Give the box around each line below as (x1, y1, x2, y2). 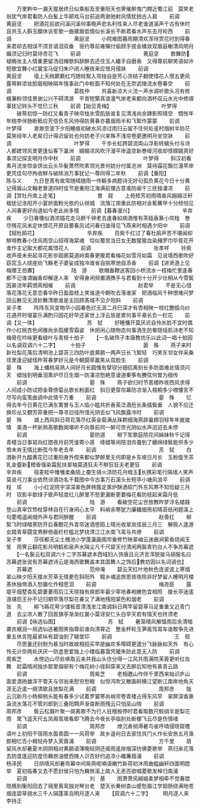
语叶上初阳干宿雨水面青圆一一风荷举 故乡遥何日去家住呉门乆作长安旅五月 (6, 730, 189, 737)
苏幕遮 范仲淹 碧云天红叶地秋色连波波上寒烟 (16, 566, 190, 573)
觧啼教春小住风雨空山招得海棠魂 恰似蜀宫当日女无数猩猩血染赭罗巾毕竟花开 (6, 237, 194, 244)
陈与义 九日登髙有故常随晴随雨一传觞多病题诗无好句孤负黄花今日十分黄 (6, 177, 190, 184)
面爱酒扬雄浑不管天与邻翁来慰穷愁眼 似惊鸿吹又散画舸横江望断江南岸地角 (6, 678, 189, 684)
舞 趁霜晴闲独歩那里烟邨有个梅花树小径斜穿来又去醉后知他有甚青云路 (6, 663, 179, 670)
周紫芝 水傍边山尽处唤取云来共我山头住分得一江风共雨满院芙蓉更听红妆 (6, 655, 190, 662)
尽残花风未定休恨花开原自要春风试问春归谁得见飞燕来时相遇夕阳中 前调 (6, 222, 190, 229)
